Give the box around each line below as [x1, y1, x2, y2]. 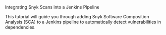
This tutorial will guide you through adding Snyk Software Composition [5, 14, 150, 19]
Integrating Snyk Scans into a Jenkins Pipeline [5, 4, 100, 10]
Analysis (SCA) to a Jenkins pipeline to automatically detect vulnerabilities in [5, 19, 161, 25]
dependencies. [5, 24, 36, 30]
